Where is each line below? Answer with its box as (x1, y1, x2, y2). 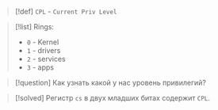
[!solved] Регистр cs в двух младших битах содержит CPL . (14, 93, 211, 102)
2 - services (26, 55, 66, 63)
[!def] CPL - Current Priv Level (14, 7, 117, 16)
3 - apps (26, 63, 55, 72)
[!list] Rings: (14, 22, 55, 31)
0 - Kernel (26, 37, 59, 47)
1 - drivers (26, 46, 61, 55)
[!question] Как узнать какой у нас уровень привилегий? (14, 78, 207, 87)
